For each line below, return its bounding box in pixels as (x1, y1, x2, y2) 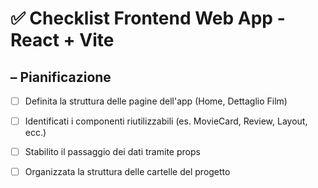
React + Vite (10, 29, 115, 52)
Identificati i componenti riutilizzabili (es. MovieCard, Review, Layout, (24, 115, 308, 127)
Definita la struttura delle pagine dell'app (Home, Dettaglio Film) (24, 95, 288, 107)
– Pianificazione (10, 68, 112, 86)
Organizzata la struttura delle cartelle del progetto (24, 166, 231, 178)
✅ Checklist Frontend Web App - (10, 7, 286, 30)
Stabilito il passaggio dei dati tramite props (24, 146, 201, 158)
